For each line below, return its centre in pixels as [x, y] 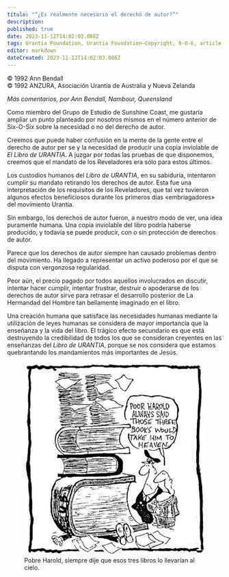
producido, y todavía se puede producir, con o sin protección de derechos [112, 232]
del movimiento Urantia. [41, 204]
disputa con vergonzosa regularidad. [59, 267]
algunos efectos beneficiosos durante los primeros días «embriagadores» [111, 197]
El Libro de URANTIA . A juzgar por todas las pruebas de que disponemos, [111, 154]
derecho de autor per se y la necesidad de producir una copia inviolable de [113, 147]
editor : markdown [32, 51]
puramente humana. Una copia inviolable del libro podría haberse [99, 225]
